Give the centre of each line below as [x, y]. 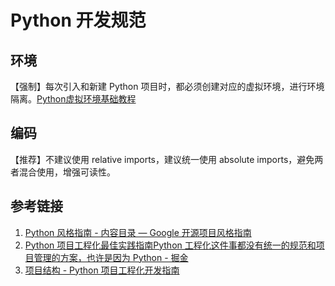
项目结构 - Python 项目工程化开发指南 [102, 270]
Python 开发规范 [78, 20]
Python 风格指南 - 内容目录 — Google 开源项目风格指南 [138, 232]
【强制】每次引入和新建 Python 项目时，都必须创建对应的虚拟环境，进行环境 [167, 86]
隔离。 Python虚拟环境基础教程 [73, 99]
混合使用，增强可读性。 [67, 172]
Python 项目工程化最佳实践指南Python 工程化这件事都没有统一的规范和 [170, 245]
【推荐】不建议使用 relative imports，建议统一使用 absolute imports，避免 [162, 159]
